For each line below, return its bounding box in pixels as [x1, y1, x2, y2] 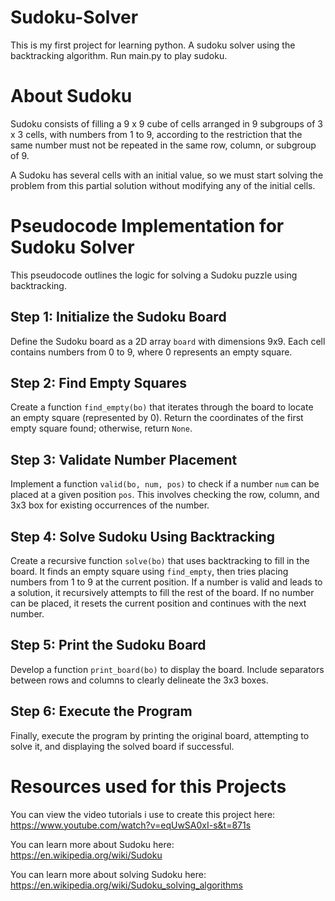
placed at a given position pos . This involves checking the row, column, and [10, 489, 320, 501]
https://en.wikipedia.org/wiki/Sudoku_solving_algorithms [10, 879, 243, 891]
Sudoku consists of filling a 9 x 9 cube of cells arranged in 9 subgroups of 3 [10, 117, 323, 130]
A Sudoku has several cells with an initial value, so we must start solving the [10, 169, 324, 181]
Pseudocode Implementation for [10, 215, 285, 238]
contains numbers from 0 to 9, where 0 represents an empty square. [10, 346, 293, 358]
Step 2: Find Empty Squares [10, 375, 187, 392]
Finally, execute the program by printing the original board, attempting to [10, 729, 310, 741]
